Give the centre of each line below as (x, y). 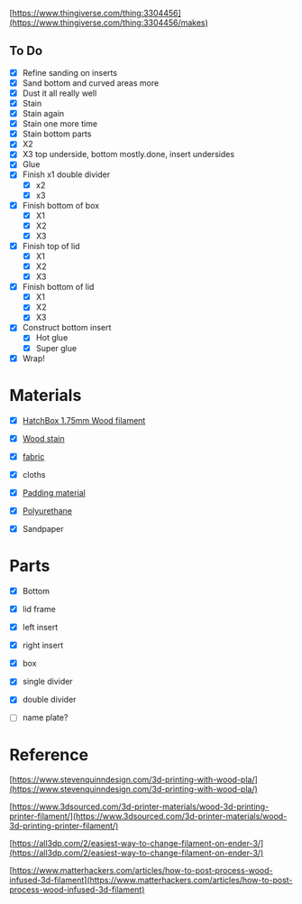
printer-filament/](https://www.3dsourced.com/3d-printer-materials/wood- (148, 816)
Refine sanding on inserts (70, 72)
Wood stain (43, 438)
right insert (43, 646)
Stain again (43, 114)
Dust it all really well (59, 93)
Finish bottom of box (61, 205)
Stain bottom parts (57, 134)
